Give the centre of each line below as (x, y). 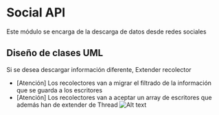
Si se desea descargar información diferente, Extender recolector (99, 69)
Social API (36, 13)
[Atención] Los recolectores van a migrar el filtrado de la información (114, 83)
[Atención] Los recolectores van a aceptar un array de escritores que (114, 97)
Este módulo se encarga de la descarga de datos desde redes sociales (106, 31)
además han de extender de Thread (67, 105)
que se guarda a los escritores (59, 90)
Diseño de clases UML (55, 53)
